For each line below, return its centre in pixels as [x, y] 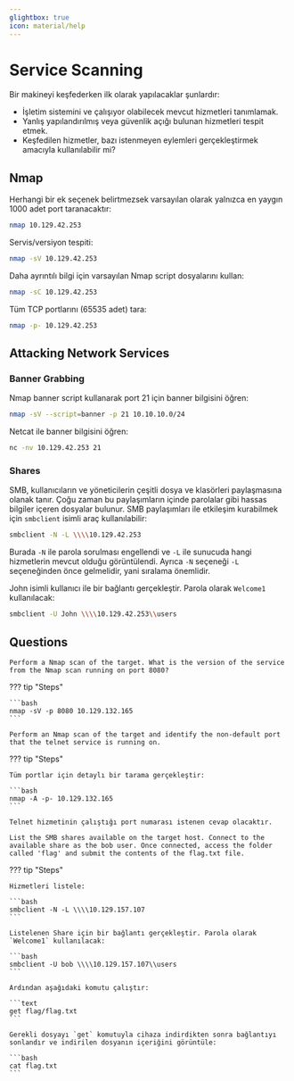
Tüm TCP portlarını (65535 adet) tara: [78, 309]
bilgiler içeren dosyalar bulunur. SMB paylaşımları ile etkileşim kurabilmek [144, 509]
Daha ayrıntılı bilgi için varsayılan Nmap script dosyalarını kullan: [127, 276]
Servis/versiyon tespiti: [51, 243]
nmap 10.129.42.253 [45, 225]
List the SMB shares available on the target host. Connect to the [137, 838]
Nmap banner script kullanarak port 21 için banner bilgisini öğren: [129, 398]
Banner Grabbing [47, 378]
